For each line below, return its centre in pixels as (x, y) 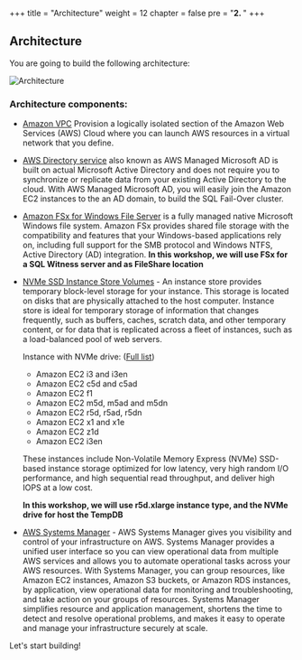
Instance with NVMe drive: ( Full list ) (88, 357)
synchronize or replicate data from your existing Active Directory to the (154, 180)
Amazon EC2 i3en (69, 442)
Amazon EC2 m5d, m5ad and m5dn (102, 403)
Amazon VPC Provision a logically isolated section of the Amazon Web (153, 124)
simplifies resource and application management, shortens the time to (152, 609)
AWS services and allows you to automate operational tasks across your (156, 561)
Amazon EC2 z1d (67, 432)
